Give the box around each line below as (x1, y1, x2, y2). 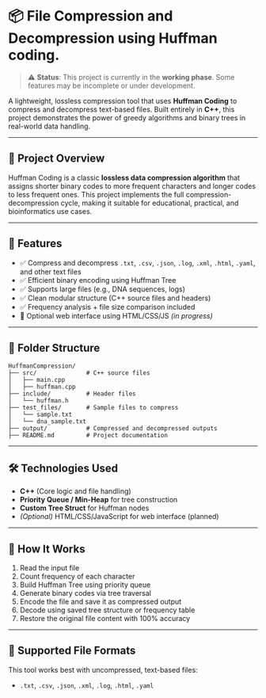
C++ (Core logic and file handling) (19, 486, 132, 496)
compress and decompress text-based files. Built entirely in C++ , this (8, 105, 235, 114)
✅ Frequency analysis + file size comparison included (19, 302, 196, 311)
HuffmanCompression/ (8, 362, 77, 370)
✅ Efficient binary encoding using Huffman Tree (19, 275, 177, 284)
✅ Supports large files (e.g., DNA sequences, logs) (19, 284, 186, 294)
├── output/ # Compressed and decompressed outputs (8, 425, 218, 433)
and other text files (19, 267, 82, 277)
